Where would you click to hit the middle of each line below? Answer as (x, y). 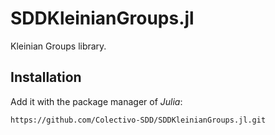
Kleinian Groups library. (58, 46)
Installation (46, 77)
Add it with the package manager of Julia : (96, 101)
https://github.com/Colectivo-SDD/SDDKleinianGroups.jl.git (138, 120)
